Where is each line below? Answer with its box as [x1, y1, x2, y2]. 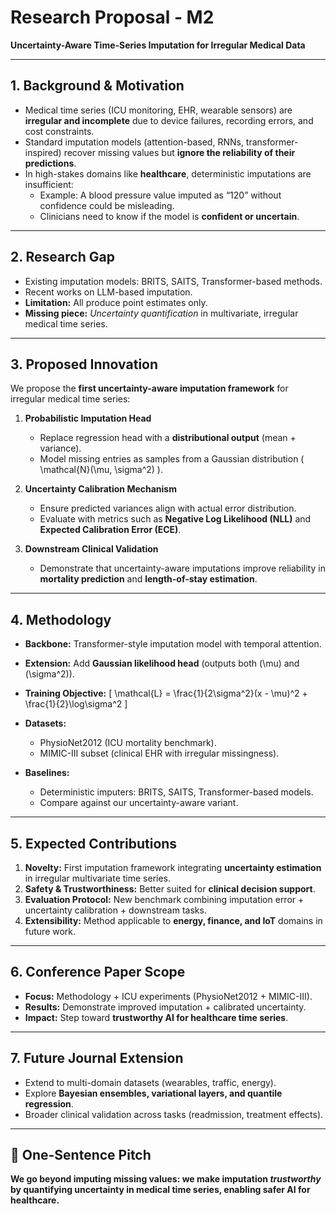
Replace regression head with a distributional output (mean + [39, 432, 297, 444]
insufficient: [24, 178, 74, 190]
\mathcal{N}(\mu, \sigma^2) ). [39, 464, 164, 476]
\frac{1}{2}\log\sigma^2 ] [24, 698, 128, 710]
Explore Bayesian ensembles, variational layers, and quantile [24, 1087, 283, 1099]
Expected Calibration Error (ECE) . [39, 524, 182, 536]
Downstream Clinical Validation [24, 543, 159, 555]
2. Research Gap [10, 249, 115, 266]
